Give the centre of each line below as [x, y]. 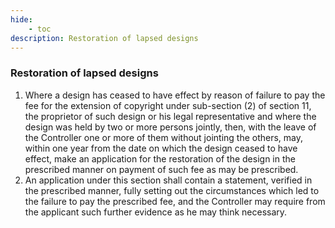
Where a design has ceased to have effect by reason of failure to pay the [175, 95]
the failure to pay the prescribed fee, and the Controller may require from [175, 201]
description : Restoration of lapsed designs [104, 38]
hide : [21, 19]
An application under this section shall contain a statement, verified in [168, 180]
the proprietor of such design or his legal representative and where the [170, 116]
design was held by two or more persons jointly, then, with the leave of [170, 127]
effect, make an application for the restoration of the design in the [160, 158]
